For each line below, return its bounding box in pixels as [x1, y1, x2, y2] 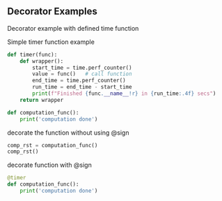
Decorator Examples [7, 6, 97, 17]
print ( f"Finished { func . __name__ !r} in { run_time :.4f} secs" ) [32, 90, 216, 97]
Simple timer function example [7, 38, 95, 46]
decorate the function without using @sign [7, 128, 129, 137]
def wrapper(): [19, 57, 64, 65]
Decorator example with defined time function [7, 24, 139, 32]
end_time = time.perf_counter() [32, 77, 127, 84]
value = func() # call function [32, 70, 132, 77]
